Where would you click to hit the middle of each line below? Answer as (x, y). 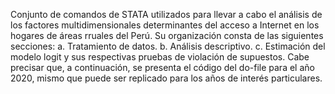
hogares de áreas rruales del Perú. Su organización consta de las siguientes (167, 35)
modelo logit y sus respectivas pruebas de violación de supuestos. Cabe (160, 57)
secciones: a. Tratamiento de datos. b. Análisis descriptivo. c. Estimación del (168, 46)
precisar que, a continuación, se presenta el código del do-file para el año (162, 67)
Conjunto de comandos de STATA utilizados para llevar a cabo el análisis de (166, 14)
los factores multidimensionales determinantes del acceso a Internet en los (165, 25)
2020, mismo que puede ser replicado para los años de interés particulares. (166, 78)
